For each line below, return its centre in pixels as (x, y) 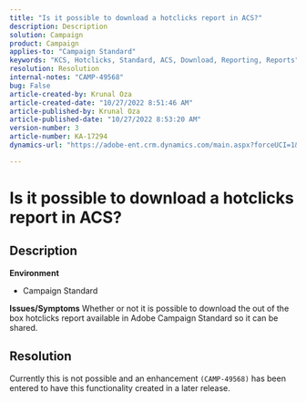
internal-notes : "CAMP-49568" (67, 77)
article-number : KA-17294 (58, 137)
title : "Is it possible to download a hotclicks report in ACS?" (136, 18)
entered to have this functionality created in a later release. (120, 387)
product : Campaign (44, 43)
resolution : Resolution (55, 69)
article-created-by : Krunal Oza (71, 94)
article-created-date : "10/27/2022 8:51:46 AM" (102, 103)
